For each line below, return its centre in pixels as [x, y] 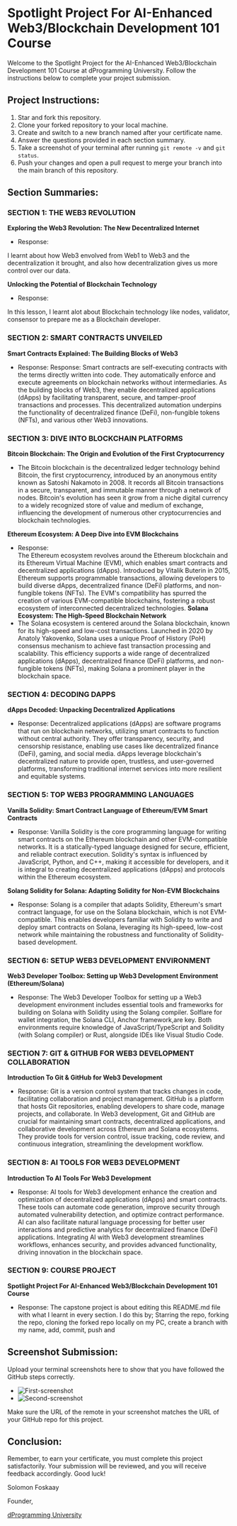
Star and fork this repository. [59, 117]
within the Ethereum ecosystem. [64, 877]
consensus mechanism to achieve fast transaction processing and [114, 646]
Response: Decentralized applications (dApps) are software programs [119, 724]
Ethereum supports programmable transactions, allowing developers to [121, 578]
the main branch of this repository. [68, 170]
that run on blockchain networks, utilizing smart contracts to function [118, 731]
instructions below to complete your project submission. [89, 78]
